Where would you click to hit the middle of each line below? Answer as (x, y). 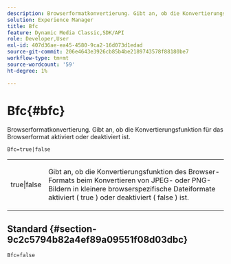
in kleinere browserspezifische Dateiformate (144, 189)
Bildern (59, 189)
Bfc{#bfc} (36, 111)
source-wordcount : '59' (41, 64)
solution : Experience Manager (51, 20)
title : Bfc (23, 26)
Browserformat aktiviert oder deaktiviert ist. (69, 137)
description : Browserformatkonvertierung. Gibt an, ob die (93, 13)
